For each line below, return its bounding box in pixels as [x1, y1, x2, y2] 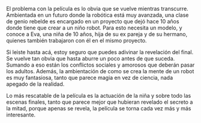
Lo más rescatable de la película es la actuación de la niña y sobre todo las [6, 92, 191, 99]
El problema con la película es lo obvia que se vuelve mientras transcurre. [6, 5, 189, 12]
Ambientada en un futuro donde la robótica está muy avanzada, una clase [6, 11, 189, 19]
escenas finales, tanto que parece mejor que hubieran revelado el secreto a [6, 98, 193, 106]
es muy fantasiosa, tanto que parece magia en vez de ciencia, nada [6, 74, 173, 81]
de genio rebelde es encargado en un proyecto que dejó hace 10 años [6, 18, 179, 25]
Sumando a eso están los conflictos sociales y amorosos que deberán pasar [6, 61, 195, 68]
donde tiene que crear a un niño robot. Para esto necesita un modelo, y [6, 24, 182, 31]
